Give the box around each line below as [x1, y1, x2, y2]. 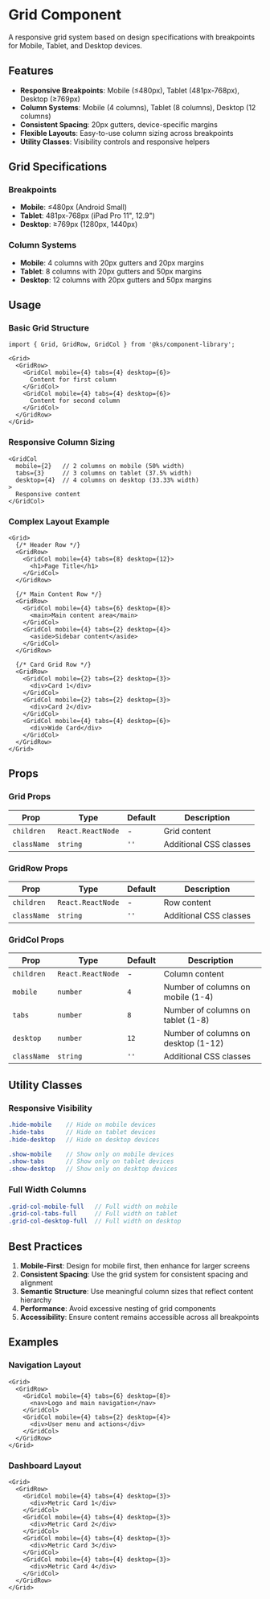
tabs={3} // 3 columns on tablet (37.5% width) [15, 469, 193, 477]
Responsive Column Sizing [8, 437, 115, 448]
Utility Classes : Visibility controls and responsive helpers [19, 137, 211, 146]
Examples [8, 1335, 59, 1349]
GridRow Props [8, 862, 68, 873]
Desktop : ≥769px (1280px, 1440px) [19, 220, 138, 229]
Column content [163, 968, 224, 980]
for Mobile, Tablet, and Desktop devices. [8, 40, 143, 50]
